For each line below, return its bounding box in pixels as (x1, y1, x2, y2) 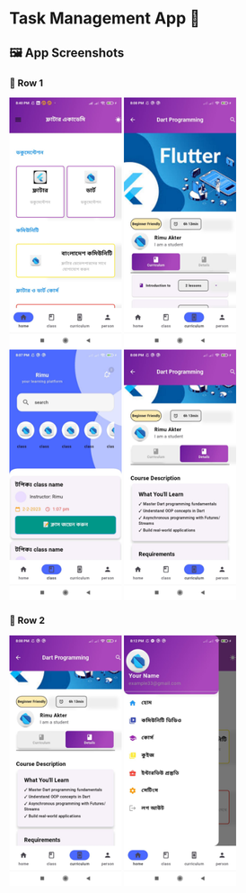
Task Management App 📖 (9, 8, 200, 29)
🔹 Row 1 (9, 77, 43, 89)
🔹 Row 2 (9, 614, 46, 627)
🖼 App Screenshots (9, 45, 125, 60)
